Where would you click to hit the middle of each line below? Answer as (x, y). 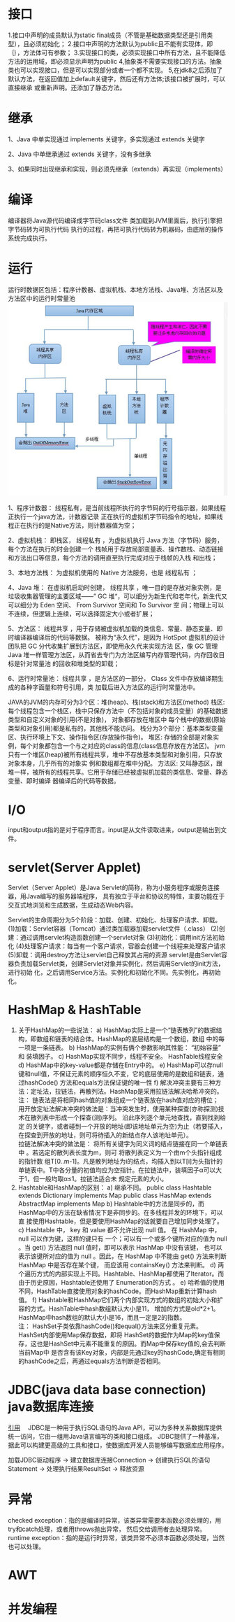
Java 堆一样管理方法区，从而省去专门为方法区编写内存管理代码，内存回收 (113, 655)
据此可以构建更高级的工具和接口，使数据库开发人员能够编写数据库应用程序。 (118, 1445)
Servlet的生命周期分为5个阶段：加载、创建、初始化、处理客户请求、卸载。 (115, 920)
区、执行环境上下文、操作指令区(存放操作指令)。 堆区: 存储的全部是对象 (111, 737)
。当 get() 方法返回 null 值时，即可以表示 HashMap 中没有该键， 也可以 (120, 1248)
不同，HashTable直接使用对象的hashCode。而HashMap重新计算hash (117, 1291)
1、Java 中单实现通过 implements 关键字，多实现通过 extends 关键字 (106, 139)
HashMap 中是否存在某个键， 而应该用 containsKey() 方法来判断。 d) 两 (121, 1265)
